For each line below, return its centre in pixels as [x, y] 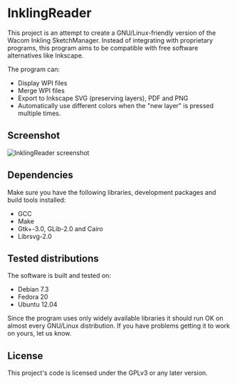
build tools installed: [37, 200]
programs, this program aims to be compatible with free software [103, 48]
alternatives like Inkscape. [46, 55]
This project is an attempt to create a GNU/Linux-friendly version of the [112, 33]
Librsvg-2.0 [35, 236]
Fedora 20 [33, 297]
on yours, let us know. [39, 334]
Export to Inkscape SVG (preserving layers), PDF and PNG [103, 98]
